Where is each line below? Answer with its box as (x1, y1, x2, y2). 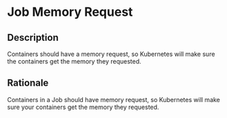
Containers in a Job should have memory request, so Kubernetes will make (7, 95, 221, 104)
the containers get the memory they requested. (7, 57, 141, 66)
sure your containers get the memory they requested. (7, 103, 159, 111)
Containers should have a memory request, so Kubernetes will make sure (7, 50, 215, 58)
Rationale (7, 77, 49, 89)
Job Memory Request (7, 4, 133, 20)
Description (7, 32, 59, 43)
